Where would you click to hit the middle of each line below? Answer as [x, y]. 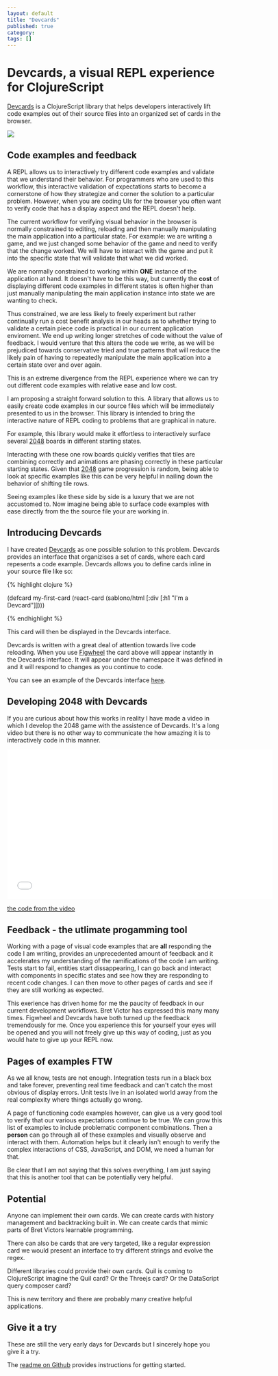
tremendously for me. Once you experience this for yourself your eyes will [112, 1025]
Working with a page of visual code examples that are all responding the [109, 946]
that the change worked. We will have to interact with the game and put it [110, 250]
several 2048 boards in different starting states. [74, 441]
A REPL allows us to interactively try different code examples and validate [111, 171]
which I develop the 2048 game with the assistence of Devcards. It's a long [113, 725]
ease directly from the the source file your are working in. [88, 511]
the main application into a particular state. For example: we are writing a [110, 236]
